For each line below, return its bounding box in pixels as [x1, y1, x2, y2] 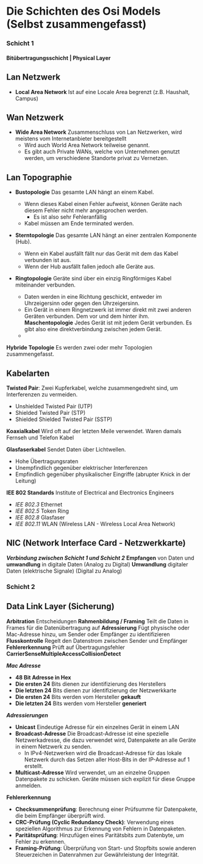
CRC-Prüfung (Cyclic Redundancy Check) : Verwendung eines [15, 818, 174, 826]
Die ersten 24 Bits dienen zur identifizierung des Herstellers [15, 680, 166, 687]
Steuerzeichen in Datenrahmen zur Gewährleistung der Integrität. [15, 851, 180, 858]
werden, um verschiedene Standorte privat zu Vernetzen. [24, 155, 169, 162]
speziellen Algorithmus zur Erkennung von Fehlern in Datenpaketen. [15, 825, 187, 832]
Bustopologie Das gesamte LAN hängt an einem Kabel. [15, 188, 154, 196]
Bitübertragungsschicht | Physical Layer [6, 54, 111, 62]
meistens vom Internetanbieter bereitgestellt [15, 135, 127, 142]
